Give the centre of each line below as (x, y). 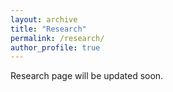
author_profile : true (55, 47)
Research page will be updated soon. (87, 76)
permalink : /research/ (57, 38)
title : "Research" (48, 29)
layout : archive (44, 19)
